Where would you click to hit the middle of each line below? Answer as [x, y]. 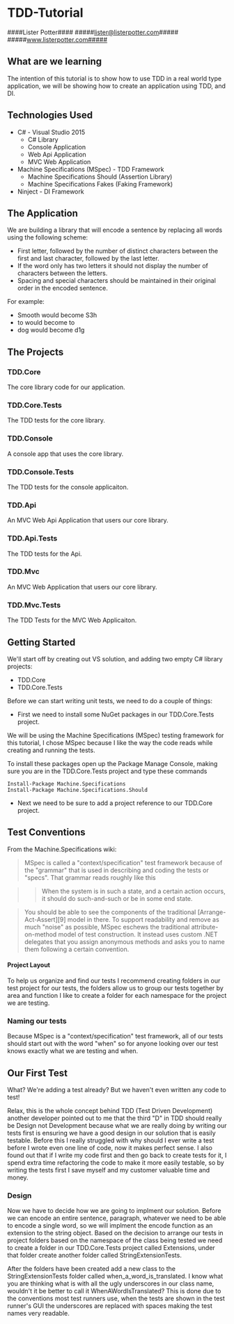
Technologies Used [50, 116]
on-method [40, 934]
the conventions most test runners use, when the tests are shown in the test [116, 1299]
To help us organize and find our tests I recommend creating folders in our [114, 980]
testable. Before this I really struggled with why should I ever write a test [111, 1140]
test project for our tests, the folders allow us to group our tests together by [116, 988]
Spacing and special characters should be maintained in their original [116, 281]
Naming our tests [37, 1021]
